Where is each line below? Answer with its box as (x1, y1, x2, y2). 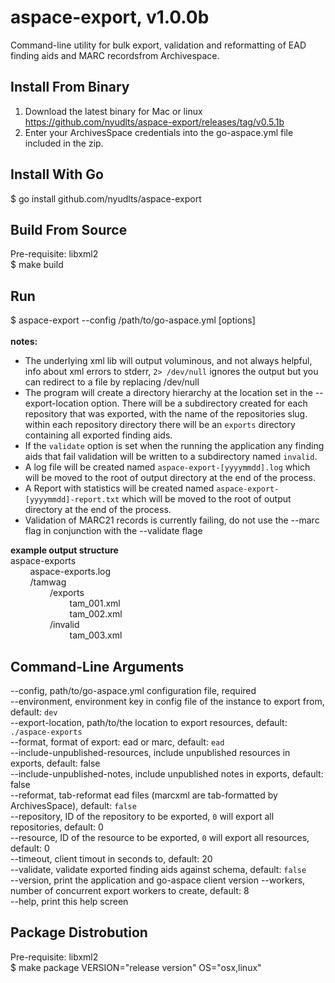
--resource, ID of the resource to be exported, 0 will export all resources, (10, 832, 310, 843)
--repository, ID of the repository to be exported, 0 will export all (10, 811, 275, 822)
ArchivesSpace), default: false (10, 800, 137, 811)
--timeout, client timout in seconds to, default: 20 (10, 853, 213, 865)
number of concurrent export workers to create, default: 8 (10, 885, 250, 896)
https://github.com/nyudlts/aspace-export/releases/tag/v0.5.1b (24, 116, 285, 128)
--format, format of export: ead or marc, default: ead (10, 736, 225, 748)
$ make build (10, 259, 64, 271)
